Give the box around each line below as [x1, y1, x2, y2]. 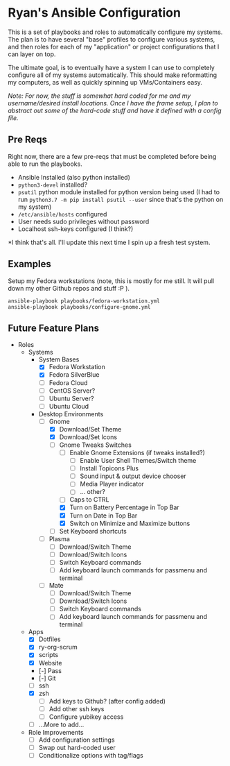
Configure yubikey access [48, 713, 124, 721]
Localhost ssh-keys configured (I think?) [17, 224, 134, 233]
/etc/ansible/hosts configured [17, 210, 107, 218]
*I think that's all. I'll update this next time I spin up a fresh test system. [8, 238, 211, 246]
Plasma [48, 534, 70, 543]
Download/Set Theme [59, 425, 122, 433]
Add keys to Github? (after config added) [48, 697, 166, 705]
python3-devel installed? [17, 180, 88, 189]
